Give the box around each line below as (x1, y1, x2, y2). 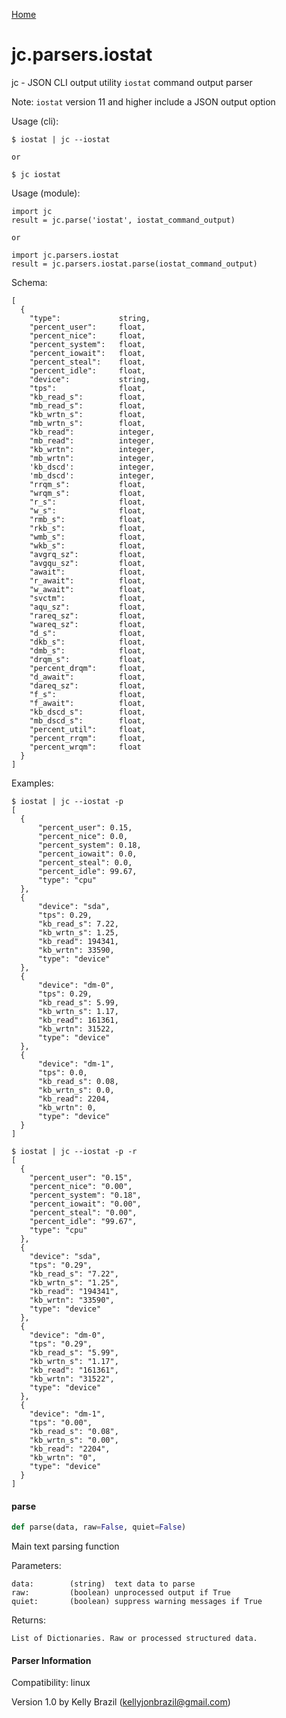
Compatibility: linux (11, 1677, 91, 1689)
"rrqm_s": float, (29, 479, 146, 489)
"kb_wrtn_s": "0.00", (29, 1435, 119, 1445)
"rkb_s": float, (29, 523, 146, 533)
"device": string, (29, 374, 151, 384)
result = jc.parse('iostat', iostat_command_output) (11, 215, 236, 225)
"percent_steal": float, (29, 357, 146, 367)
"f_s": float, (29, 689, 146, 699)
